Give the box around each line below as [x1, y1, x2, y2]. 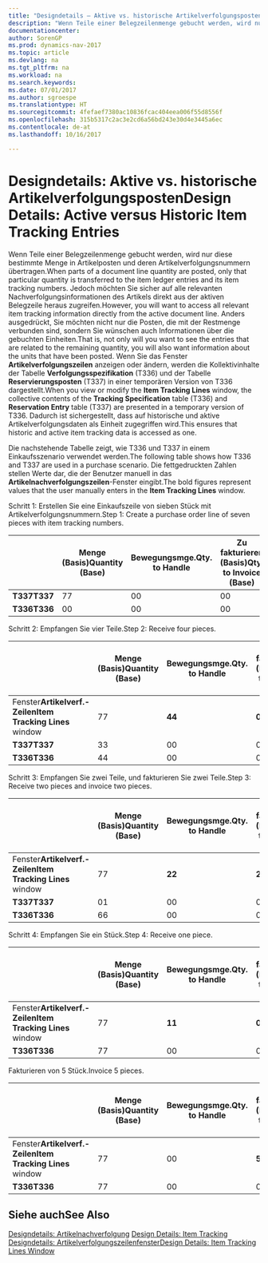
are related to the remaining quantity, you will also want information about [8, 343, 250, 352]
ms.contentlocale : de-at [8, 123, 91, 131]
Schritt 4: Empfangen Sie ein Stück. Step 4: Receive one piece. [8, 930, 213, 939]
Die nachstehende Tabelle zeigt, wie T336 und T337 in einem [8, 443, 211, 452]
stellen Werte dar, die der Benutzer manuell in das [8, 468, 172, 478]
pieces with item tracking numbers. [8, 518, 124, 527]
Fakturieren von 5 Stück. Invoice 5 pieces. [8, 1066, 144, 1075]
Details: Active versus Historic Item [8, 205, 247, 224]
